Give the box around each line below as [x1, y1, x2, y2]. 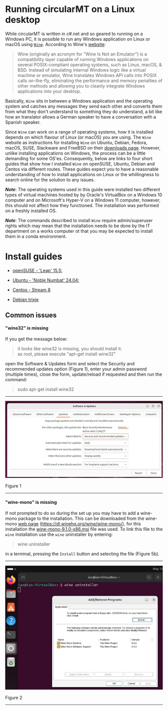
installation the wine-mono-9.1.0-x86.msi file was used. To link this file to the [5, 526, 163, 532]
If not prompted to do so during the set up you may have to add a [5, 510, 139, 516]
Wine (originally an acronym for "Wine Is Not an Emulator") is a [17, 51, 147, 57]
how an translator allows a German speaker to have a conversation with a [5, 114, 156, 120]
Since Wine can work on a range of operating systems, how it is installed [5, 129, 153, 135]
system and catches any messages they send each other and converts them [5, 103, 162, 109]
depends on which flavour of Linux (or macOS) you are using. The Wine [5, 134, 151, 140]
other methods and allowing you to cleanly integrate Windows [17, 83, 145, 89]
